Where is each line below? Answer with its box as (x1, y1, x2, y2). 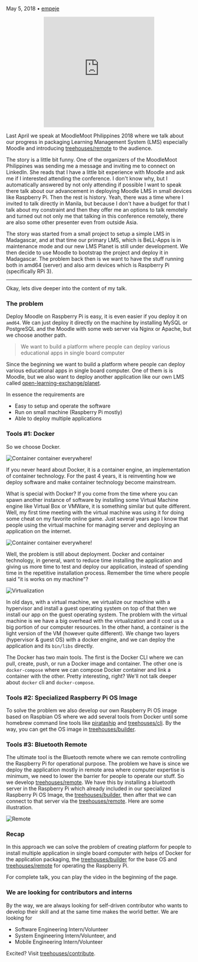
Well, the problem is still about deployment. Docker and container (6, 550, 165, 557)
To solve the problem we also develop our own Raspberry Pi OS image (6, 707, 177, 714)
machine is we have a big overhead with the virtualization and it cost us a (6, 617, 184, 624)
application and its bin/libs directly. (6, 642, 94, 649)
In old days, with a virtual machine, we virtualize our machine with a (6, 598, 170, 605)
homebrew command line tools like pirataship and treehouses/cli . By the (6, 719, 181, 726)
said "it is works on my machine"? (6, 575, 88, 583)
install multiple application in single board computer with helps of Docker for (6, 849, 192, 857)
